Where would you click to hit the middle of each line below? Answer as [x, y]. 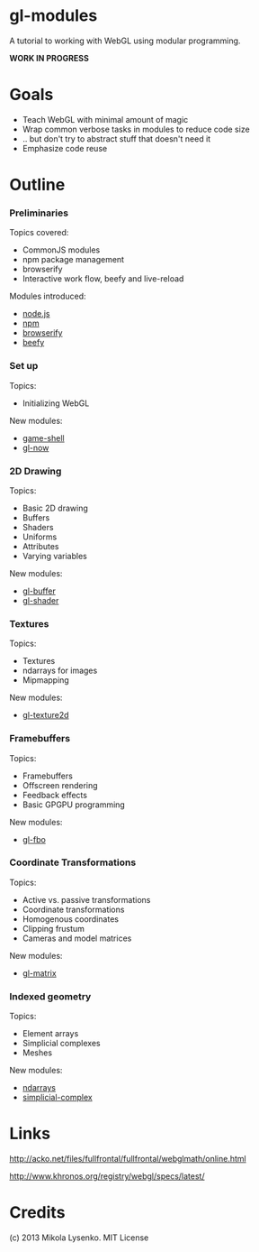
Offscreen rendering [60, 785]
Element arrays [50, 1034]
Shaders [38, 527]
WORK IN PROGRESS [49, 58]
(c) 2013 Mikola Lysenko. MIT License [79, 1238]
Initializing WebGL [56, 403]
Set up [24, 366]
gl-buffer [39, 591]
